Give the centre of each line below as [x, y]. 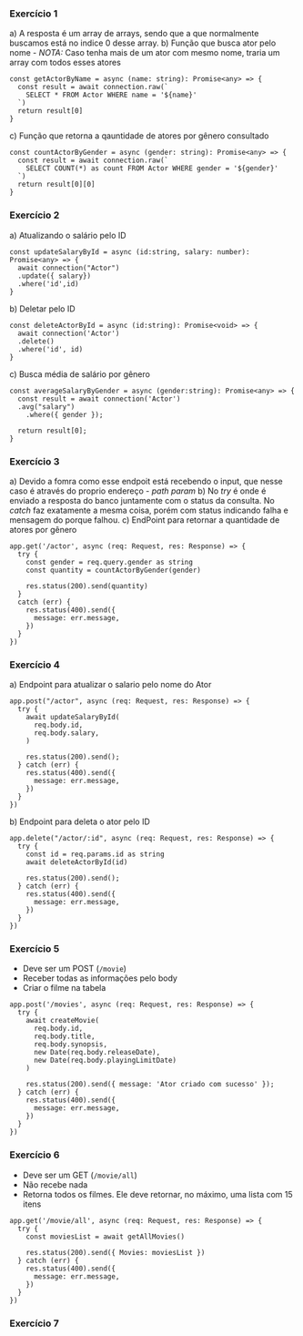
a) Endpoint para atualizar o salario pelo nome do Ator [111, 685]
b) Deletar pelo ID [42, 309]
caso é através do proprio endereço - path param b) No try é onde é [138, 491]
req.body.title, [64, 1036]
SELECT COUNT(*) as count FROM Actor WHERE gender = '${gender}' [152, 168]
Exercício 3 [35, 461]
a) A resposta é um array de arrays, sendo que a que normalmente [134, 34]
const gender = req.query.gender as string [110, 562]
